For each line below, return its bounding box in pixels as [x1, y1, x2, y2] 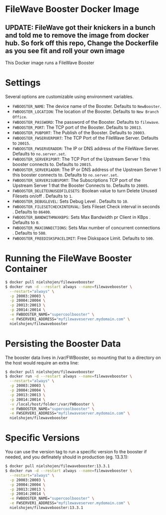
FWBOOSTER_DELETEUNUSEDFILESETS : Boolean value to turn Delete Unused [12, 187, 158, 193]
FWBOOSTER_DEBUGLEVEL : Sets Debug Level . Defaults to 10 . [12, 198, 129, 204]
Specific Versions [5, 432, 80, 443]
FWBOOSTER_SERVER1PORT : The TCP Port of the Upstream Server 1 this [12, 156, 151, 162]
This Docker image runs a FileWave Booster [5, 60, 94, 66]
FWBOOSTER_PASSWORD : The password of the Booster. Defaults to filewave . [12, 119, 160, 125]
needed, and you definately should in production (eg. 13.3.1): [5, 454, 129, 460]
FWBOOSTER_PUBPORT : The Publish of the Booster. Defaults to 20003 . [12, 129, 146, 135]
